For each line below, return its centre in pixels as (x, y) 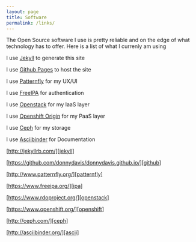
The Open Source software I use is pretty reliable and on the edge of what (98, 40)
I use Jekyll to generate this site (46, 58)
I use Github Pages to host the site (49, 70)
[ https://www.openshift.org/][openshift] (55, 209)
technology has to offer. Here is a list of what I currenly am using (86, 46)
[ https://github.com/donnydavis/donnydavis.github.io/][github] (84, 163)
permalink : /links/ (31, 23)
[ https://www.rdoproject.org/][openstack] (58, 198)
